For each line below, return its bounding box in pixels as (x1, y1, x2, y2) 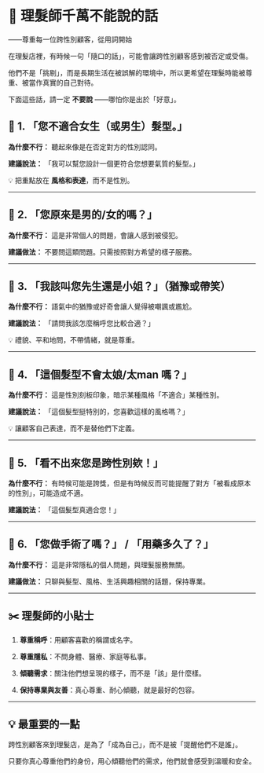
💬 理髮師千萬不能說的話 (8, 7, 159, 25)
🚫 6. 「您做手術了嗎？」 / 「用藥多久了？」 (8, 537, 214, 551)
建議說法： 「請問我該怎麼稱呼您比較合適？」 (8, 319, 155, 328)
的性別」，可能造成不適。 (8, 489, 88, 497)
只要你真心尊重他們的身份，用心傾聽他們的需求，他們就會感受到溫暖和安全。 (8, 757, 256, 766)
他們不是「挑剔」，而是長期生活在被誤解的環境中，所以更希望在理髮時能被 (8, 68, 246, 77)
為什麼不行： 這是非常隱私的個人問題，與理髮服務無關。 (8, 559, 189, 570)
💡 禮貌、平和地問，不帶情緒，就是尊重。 (8, 335, 139, 345)
